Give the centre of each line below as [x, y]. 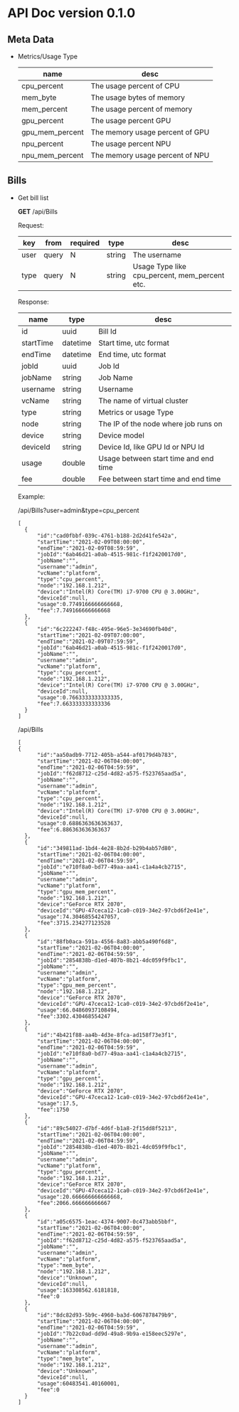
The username [157, 255]
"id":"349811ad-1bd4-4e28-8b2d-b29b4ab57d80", [107, 848]
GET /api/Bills [38, 211]
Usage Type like [160, 266]
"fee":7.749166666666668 [74, 610]
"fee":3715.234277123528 [74, 923]
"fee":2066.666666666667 [74, 1203]
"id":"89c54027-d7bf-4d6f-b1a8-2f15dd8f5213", [107, 1128]
